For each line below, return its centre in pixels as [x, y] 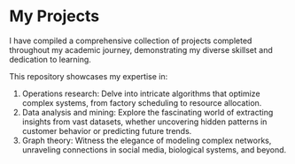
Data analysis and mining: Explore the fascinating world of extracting [147, 112]
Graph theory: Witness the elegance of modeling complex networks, [147, 140]
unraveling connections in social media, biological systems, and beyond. [154, 149]
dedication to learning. [50, 59]
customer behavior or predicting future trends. [107, 130]
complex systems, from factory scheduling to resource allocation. [142, 102]
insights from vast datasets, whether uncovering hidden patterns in [144, 122]
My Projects [54, 16]
